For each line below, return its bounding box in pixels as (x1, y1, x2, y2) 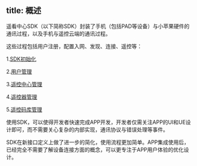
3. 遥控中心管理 (6, 80, 43, 87)
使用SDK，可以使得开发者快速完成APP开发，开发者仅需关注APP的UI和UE (6, 118, 186, 126)
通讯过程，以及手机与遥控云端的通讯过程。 (6, 30, 111, 37)
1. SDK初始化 (6, 55, 37, 62)
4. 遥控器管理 (6, 93, 38, 100)
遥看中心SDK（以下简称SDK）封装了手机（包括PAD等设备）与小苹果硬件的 (6, 23, 190, 30)
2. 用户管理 (6, 68, 32, 75)
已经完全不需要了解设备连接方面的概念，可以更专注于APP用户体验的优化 (6, 146, 184, 153)
